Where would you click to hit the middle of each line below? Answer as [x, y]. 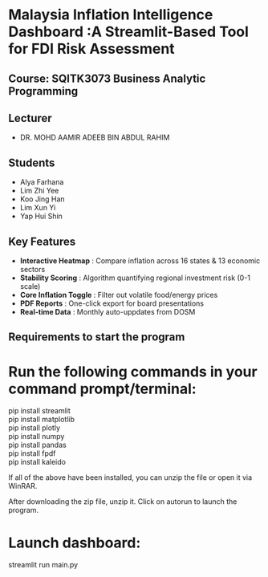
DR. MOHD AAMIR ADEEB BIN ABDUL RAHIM [95, 137]
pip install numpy [37, 437]
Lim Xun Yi [38, 208]
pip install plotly [35, 428]
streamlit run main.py [43, 565]
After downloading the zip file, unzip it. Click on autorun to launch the [123, 502]
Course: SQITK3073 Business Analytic [107, 78]
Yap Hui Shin [41, 216]
